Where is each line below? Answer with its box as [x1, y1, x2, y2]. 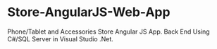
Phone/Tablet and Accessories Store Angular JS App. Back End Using [7, 27, 210, 36]
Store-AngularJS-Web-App [7, 4, 170, 20]
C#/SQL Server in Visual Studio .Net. [7, 34, 114, 43]
